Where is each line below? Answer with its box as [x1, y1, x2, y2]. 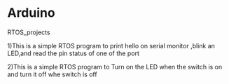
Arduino [7, 5, 55, 21]
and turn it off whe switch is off [7, 70, 97, 78]
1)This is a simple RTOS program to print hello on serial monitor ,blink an [7, 41, 216, 50]
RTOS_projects [7, 28, 50, 36]
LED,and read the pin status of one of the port [7, 49, 140, 57]
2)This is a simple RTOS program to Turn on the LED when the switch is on [7, 62, 223, 71]
